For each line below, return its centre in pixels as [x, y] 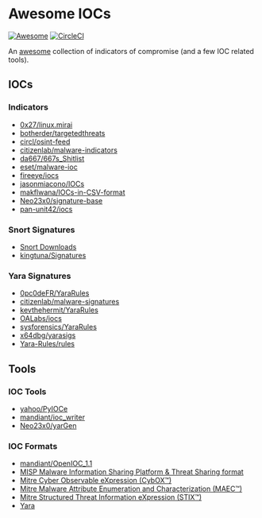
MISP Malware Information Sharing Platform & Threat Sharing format [131, 472]
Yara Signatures [40, 276]
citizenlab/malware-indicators [68, 150]
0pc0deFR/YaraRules [54, 293]
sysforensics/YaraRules [58, 327]
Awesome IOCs [60, 14]
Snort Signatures [42, 230]
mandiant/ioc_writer [52, 417]
